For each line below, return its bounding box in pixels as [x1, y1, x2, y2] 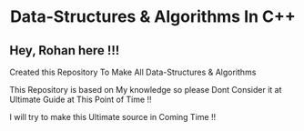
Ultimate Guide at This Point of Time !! [9, 94, 152, 105]
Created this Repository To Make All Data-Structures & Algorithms [9, 66, 257, 77]
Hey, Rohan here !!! [9, 43, 120, 58]
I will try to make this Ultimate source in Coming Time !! [9, 112, 217, 122]
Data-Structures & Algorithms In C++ [10, 6, 296, 27]
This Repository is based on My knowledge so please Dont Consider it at [9, 85, 282, 95]
